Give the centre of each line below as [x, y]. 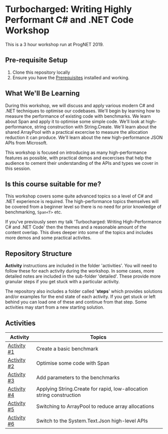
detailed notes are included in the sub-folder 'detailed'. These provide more [83, 276]
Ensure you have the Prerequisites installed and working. [71, 77]
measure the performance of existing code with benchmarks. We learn [78, 116]
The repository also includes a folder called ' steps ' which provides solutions [84, 291]
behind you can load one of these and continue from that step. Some [76, 302]
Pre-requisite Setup [36, 60]
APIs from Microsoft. [26, 143]
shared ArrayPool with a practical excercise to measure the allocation [77, 132]
